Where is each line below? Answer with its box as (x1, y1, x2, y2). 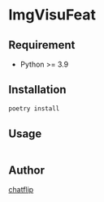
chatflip (8, 185, 34, 195)
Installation (8, 83, 67, 97)
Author (8, 163, 45, 177)
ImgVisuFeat (8, 6, 96, 24)
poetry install (8, 104, 60, 113)
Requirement (8, 38, 76, 52)
